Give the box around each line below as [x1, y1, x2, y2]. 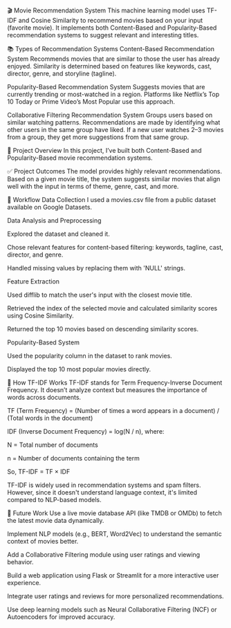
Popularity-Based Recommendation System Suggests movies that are [7, 83, 205, 91]
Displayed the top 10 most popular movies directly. [7, 365, 151, 373]
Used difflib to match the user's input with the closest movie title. [7, 290, 192, 299]
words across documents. [7, 394, 82, 401]
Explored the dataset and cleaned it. [7, 230, 111, 238]
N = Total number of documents [7, 441, 98, 449]
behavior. [7, 558, 34, 566]
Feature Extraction [7, 277, 60, 286]
